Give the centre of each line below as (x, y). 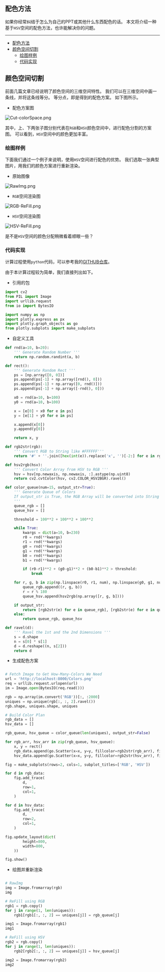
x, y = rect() (28, 746)
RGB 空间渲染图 (26, 196)
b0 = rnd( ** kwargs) (43, 555)
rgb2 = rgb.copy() (24, 942)
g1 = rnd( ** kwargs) (43, 551)
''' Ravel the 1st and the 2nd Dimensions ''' (62, 632)
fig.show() (16, 860)
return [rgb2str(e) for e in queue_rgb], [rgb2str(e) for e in (89, 610)
